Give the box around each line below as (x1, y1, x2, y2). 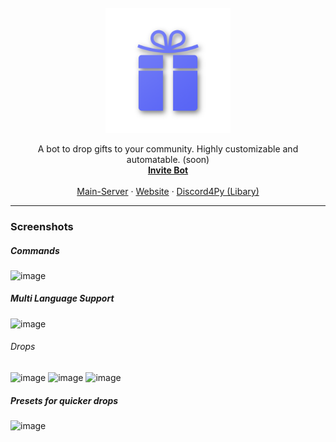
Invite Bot (147, 164, 189, 176)
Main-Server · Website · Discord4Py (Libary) (76, 186, 260, 197)
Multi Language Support (10, 292, 115, 305)
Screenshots (10, 219, 74, 233)
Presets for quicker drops (10, 394, 119, 406)
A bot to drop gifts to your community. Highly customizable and (37, 143, 299, 155)
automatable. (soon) (126, 154, 210, 165)
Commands (10, 244, 60, 256)
